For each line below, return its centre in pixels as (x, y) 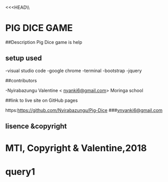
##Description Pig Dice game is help (44, 42)
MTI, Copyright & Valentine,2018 (76, 148)
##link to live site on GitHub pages (41, 100)
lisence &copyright (36, 127)
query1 (20, 172)
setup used (24, 58)
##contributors (21, 80)
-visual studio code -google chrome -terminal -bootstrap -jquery (73, 71)
